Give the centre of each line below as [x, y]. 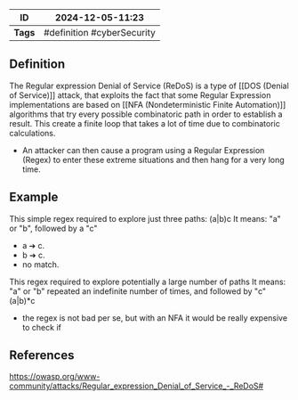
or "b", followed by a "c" [53, 228]
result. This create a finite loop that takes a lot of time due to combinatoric [145, 123]
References [42, 355]
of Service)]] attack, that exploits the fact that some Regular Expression [140, 95]
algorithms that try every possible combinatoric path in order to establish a [146, 114]
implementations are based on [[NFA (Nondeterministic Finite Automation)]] [148, 104]
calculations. [32, 133]
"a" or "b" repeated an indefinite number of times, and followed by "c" [138, 291]
